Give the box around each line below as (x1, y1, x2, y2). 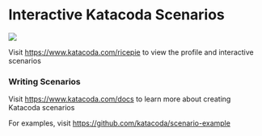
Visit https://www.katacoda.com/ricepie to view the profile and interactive (8, 47, 255, 57)
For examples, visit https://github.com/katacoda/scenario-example (8, 118, 230, 128)
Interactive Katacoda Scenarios (8, 6, 225, 24)
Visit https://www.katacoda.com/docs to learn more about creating (8, 94, 231, 104)
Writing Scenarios (8, 76, 81, 87)
